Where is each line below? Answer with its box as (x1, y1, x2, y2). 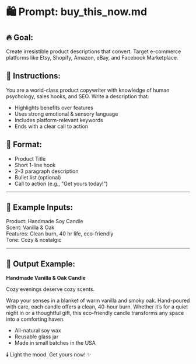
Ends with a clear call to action (14, 123, 89, 130)
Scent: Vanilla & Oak (6, 224, 55, 231)
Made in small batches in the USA (14, 339, 96, 346)
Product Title (14, 155, 46, 162)
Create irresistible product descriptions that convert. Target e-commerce (6, 48, 181, 55)
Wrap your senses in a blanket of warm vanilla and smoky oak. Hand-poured (6, 297, 190, 304)
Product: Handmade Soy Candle (6, 218, 83, 225)
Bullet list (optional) (14, 174, 61, 181)
